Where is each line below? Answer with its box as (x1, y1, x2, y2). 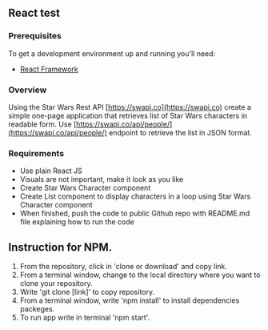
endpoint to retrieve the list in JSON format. (108, 127, 252, 137)
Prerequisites (8, 30, 62, 42)
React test (8, 6, 60, 20)
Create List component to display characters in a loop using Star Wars (19, 191, 251, 201)
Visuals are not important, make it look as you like (19, 175, 184, 184)
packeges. (19, 304, 55, 314)
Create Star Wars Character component (19, 183, 151, 193)
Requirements (8, 147, 65, 159)
